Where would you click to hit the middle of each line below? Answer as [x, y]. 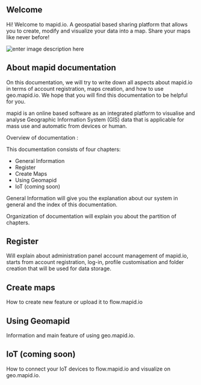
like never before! [28, 37]
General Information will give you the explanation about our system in [92, 198]
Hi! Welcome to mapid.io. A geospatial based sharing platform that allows [97, 24]
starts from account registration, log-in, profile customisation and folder [95, 262]
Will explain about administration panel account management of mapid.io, [97, 256]
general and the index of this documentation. [62, 205]
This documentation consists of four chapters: [63, 149]
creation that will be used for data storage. [59, 269]
